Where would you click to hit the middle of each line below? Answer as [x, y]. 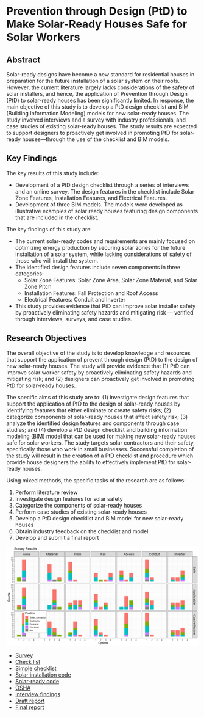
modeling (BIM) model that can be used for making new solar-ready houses [101, 436]
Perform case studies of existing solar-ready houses [81, 512]
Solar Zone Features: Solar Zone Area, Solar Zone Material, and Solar [111, 280]
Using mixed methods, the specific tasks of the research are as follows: [96, 480]
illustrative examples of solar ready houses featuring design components [107, 211]
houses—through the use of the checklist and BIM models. [96, 139]
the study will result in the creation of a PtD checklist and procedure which [100, 456]
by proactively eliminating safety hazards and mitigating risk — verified [104, 312]
